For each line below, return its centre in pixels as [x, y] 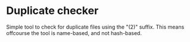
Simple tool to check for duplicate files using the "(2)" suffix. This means [95, 27]
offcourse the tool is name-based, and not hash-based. [74, 33]
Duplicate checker [52, 11]
